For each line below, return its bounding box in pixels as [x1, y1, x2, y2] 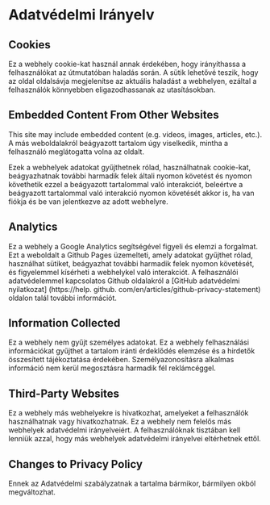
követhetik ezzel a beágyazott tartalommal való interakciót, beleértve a [8, 179, 243, 189]
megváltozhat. [8, 487, 56, 497]
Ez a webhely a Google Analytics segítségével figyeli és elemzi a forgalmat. [8, 241, 259, 251]
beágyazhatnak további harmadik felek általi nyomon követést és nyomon [8, 171, 252, 181]
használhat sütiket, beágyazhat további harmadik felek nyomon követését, [8, 258, 255, 268]
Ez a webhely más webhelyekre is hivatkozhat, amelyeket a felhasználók [8, 408, 249, 418]
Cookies [8, 38, 51, 52]
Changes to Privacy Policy [8, 457, 143, 471]
